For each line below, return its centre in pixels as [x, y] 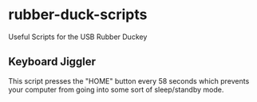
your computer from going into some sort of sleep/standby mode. [116, 89]
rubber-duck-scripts [78, 15]
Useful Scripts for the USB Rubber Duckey [78, 37]
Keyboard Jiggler [52, 62]
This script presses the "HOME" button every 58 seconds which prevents [129, 80]
